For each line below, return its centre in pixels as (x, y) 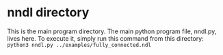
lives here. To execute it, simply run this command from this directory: (105, 38)
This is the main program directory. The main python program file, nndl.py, (112, 31)
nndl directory (48, 13)
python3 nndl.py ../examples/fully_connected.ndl (79, 45)
